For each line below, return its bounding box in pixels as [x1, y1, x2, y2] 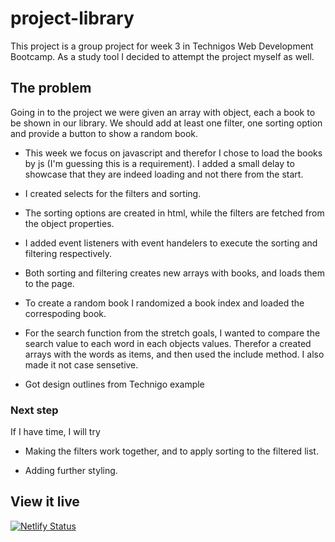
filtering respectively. [24, 247, 112, 259]
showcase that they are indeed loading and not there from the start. [24, 168, 304, 180]
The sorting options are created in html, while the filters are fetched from [24, 207, 325, 219]
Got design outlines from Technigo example [24, 378, 205, 390]
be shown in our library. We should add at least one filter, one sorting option [10, 117, 323, 129]
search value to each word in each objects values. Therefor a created [24, 337, 312, 349]
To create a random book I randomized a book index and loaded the [24, 297, 305, 309]
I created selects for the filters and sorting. [24, 187, 202, 199]
